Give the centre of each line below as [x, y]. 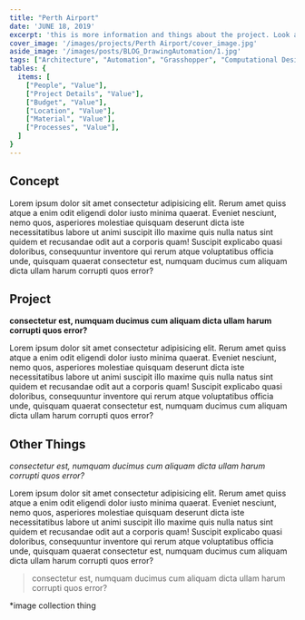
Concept [34, 181]
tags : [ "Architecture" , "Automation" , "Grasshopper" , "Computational [144, 60]
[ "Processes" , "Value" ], [73, 128]
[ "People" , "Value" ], [66, 85]
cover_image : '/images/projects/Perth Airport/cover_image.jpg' [133, 43]
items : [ [34, 77]
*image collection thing [53, 605]
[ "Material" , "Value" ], [71, 119]
